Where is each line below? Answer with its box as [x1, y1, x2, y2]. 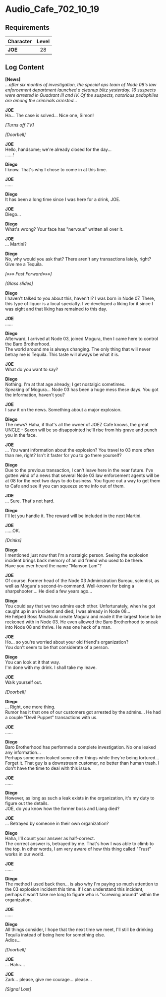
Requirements [5, 23, 50, 32]
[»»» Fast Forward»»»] [5, 270, 52, 276]
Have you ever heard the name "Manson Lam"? [5, 562, 102, 569]
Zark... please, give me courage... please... [5, 976, 92, 982]
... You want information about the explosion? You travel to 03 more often [5, 447, 155, 453]
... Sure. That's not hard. [5, 498, 55, 504]
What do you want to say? [5, 366, 58, 372]
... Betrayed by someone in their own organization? [5, 820, 109, 826]
